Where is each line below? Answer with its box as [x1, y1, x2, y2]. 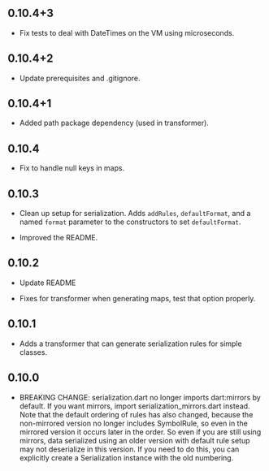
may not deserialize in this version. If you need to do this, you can [19, 444, 240, 454]
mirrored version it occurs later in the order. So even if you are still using [19, 426, 262, 437]
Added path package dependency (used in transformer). [19, 118, 209, 128]
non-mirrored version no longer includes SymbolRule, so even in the [19, 418, 249, 428]
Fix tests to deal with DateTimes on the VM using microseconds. [19, 28, 235, 37]
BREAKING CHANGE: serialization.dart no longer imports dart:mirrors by [19, 392, 261, 402]
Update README [19, 278, 76, 287]
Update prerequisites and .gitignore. [19, 73, 141, 83]
